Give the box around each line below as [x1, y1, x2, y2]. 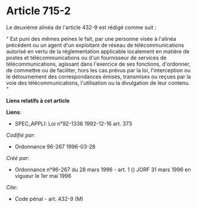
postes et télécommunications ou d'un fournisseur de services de [6, 54, 167, 61]
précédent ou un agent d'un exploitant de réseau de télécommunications [6, 41, 185, 49]
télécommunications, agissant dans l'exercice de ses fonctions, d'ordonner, [6, 60, 191, 68]
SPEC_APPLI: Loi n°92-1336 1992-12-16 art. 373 [14, 120, 132, 127]
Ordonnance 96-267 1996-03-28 [14, 143, 96, 150]
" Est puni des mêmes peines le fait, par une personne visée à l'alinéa [6, 35, 176, 42]
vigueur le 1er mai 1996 [14, 172, 72, 179]
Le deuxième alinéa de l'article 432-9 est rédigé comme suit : [6, 24, 157, 31]
